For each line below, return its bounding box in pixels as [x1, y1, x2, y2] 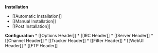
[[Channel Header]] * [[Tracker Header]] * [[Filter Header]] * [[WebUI [5, 38, 144, 43]
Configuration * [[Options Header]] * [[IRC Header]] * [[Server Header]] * [5, 33, 153, 38]
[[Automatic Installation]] [12, 13, 62, 19]
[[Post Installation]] [12, 23, 51, 29]
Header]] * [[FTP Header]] [5, 43, 58, 48]
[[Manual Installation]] [12, 19, 56, 24]
